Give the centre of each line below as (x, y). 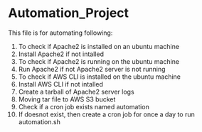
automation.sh (39, 121)
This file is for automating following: (60, 33)
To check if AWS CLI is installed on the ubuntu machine (99, 77)
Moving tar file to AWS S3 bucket (67, 99)
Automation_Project (69, 13)
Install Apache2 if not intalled (61, 54)
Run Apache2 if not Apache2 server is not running (92, 69)
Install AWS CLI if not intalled (61, 84)
